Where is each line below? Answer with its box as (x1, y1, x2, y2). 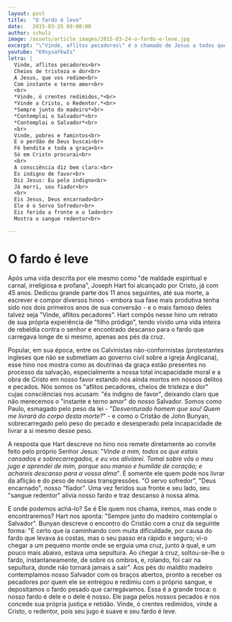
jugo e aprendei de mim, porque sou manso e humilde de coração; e (8, 461, 202, 470)
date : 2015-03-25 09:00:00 (8, 23, 92, 30)
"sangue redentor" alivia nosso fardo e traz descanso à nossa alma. (8, 491, 200, 499)
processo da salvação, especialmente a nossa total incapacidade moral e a (8, 368, 221, 376)
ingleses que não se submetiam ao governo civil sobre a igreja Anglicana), (8, 353, 219, 361)
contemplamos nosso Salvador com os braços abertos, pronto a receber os (8, 570, 222, 579)
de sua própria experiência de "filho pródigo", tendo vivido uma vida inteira (8, 318, 221, 326)
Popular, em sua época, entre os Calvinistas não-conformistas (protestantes (8, 345, 224, 354)
